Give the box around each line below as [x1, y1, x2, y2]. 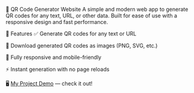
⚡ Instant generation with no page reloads [5, 66, 110, 73]
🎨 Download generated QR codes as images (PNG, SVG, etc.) [5, 42, 158, 49]
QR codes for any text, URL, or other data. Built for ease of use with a [5, 12, 178, 19]
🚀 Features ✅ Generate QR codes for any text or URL [5, 30, 137, 37]
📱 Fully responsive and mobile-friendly [5, 54, 102, 61]
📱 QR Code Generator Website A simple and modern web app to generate [5, 6, 189, 13]
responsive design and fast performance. [5, 19, 108, 25]
